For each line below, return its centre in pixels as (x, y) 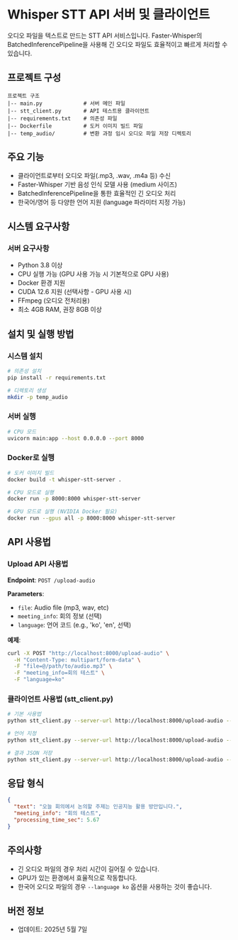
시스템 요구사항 (39, 226)
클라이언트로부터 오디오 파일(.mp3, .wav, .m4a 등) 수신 (94, 175)
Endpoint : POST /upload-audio (51, 580)
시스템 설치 (25, 356)
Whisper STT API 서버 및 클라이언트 (109, 15)
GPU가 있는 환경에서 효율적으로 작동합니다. (77, 878)
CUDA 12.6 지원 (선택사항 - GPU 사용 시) (75, 292)
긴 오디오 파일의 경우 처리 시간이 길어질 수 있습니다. (88, 868)
